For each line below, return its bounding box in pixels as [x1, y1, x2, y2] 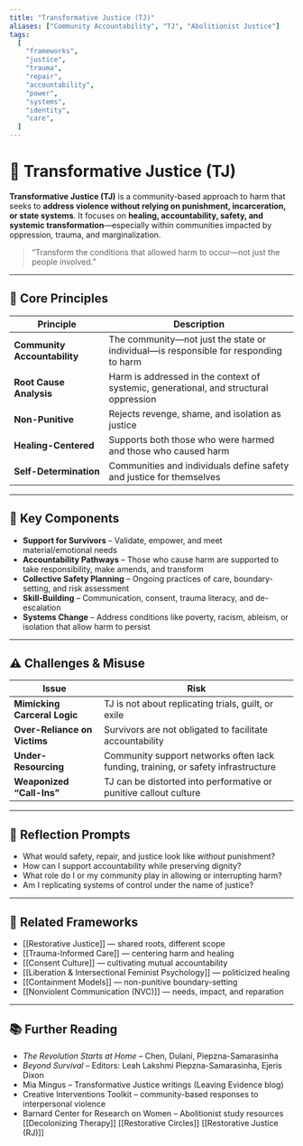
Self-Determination [14, 465, 101, 477]
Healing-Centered [14, 439, 95, 451]
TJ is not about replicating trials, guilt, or [103, 698, 274, 710]
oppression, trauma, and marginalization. [9, 229, 161, 240]
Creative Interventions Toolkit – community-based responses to [22, 1088, 259, 1099]
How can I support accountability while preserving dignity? [22, 861, 242, 872]
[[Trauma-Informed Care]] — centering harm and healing [22, 948, 234, 958]
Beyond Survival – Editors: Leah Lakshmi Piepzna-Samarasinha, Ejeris [22, 1059, 282, 1070]
